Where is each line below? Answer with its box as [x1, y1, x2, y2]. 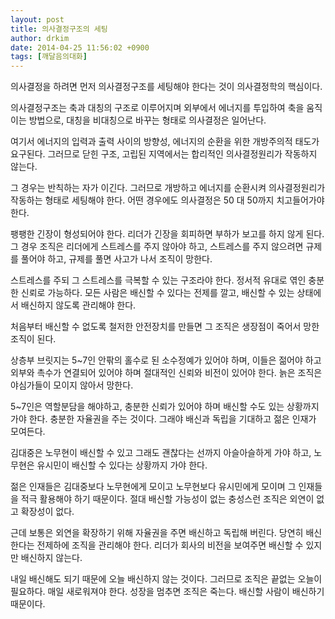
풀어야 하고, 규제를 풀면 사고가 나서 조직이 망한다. [20, 253, 213, 265]
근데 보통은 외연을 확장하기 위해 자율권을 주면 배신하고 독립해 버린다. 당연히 [10, 527, 304, 539]
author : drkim [10, 33, 70, 43]
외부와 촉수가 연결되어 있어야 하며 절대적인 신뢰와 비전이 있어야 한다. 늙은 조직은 [10, 367, 323, 379]
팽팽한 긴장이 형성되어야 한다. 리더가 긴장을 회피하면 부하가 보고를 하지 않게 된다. [10, 228, 325, 240]
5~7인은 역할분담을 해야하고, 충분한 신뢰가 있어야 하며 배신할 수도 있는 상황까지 [10, 401, 320, 413]
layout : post [10, 14, 65, 25]
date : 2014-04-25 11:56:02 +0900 [10, 42, 150, 53]
